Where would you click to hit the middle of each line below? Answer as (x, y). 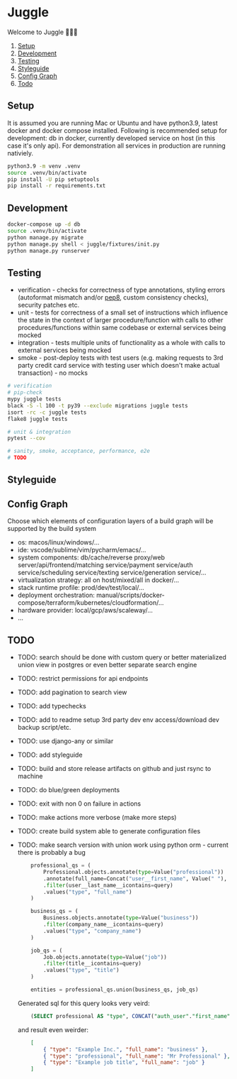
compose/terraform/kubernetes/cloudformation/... (91, 603)
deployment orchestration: (56, 595)
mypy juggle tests (34, 399)
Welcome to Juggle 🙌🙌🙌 (42, 32)
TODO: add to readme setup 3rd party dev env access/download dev (118, 720)
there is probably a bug (52, 853)
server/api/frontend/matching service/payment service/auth (105, 565)
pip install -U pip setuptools (53, 179)
